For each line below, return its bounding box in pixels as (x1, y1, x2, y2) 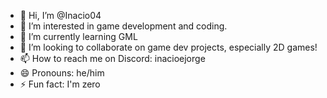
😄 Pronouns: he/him (19, 67, 105, 79)
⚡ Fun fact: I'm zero (19, 78, 101, 90)
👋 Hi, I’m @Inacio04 (19, 10, 102, 21)
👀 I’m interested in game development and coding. (19, 20, 228, 32)
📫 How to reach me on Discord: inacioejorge (19, 53, 206, 64)
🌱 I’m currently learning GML (19, 31, 138, 42)
